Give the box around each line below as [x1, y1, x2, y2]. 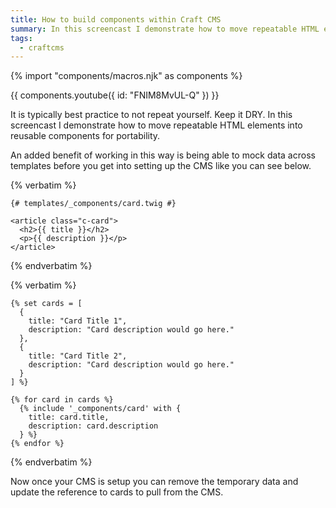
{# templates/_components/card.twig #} [10, 199, 177, 209]
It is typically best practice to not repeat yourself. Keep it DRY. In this [10, 109, 293, 121]
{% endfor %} [10, 439, 65, 449]
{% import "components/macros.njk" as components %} [10, 70, 243, 82]
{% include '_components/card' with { [19, 404, 182, 414]
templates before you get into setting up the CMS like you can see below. [10, 160, 312, 172]
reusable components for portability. [10, 130, 161, 142]
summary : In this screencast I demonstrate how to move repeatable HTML [10, 24, 320, 34]
